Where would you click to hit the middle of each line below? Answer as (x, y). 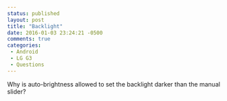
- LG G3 (21, 58)
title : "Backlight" (35, 26)
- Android (24, 52)
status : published (33, 13)
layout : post (26, 20)
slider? (17, 91)
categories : (24, 45)
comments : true (29, 39)
